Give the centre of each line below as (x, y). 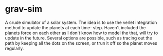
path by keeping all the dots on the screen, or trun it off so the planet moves (81, 43)
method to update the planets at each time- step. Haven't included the (75, 27)
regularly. (15, 48)
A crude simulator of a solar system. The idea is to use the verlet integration (81, 22)
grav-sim (24, 9)
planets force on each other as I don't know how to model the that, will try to (81, 33)
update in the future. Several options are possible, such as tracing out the (79, 38)
